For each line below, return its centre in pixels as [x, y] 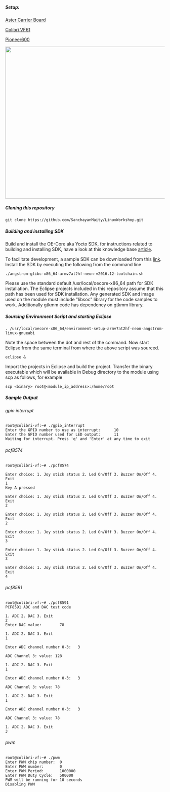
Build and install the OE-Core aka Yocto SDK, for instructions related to [79, 244]
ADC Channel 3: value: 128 [34, 656]
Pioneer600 [17, 39]
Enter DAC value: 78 [35, 625]
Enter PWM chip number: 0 [34, 762]
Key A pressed [20, 488]
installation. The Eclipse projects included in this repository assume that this [84, 289]
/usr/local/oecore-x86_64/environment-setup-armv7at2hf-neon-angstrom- [87, 329]
